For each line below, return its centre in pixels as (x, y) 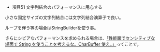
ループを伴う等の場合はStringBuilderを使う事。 (52, 28)
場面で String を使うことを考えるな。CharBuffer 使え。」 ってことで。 (73, 44)
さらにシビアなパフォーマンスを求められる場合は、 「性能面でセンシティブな (80, 38)
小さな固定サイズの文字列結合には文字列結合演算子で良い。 (64, 17)
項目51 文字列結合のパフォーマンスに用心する (57, 7)
